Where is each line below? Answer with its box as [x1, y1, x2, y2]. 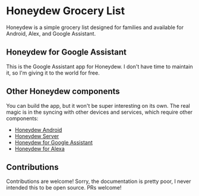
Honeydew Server [14, 132, 59, 140]
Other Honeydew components [6, 86, 120, 97]
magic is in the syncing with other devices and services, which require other [6, 108, 193, 115]
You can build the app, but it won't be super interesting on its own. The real [6, 102, 190, 109]
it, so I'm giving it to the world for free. [6, 69, 100, 76]
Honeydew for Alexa [14, 145, 65, 152]
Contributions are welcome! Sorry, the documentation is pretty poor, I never [6, 178, 191, 185]
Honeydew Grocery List [6, 4, 125, 18]
